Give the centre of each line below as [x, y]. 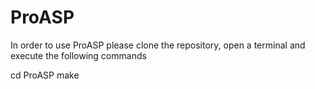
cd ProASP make [45, 75]
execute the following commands [78, 55]
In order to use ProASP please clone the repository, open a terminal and [158, 45]
